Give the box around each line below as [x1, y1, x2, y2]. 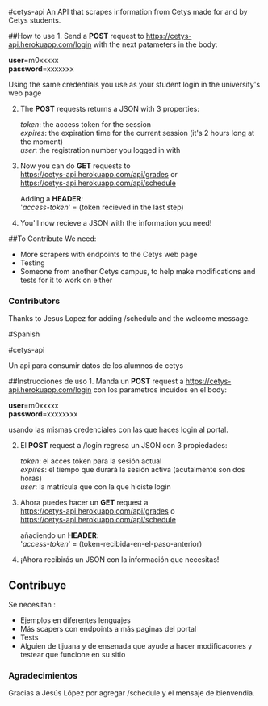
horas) [19, 473, 43, 484]
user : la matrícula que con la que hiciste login [19, 482, 171, 492]
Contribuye [8, 578, 67, 592]
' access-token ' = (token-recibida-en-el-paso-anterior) [19, 539, 203, 549]
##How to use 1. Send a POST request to [8, 32, 144, 40]
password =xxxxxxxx [8, 409, 78, 419]
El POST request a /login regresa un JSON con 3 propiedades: [19, 441, 228, 450]
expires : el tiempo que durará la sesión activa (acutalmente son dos [19, 465, 245, 475]
